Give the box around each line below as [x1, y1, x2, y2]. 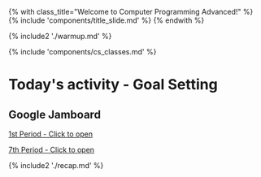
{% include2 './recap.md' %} [8, 161, 104, 170]
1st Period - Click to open [8, 129, 94, 139]
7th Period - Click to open [8, 145, 95, 154]
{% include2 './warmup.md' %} [8, 32, 112, 41]
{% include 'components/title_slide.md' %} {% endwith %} [8, 15, 205, 25]
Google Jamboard [8, 107, 102, 121]
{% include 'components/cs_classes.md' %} [8, 47, 157, 56]
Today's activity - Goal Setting [8, 76, 218, 94]
